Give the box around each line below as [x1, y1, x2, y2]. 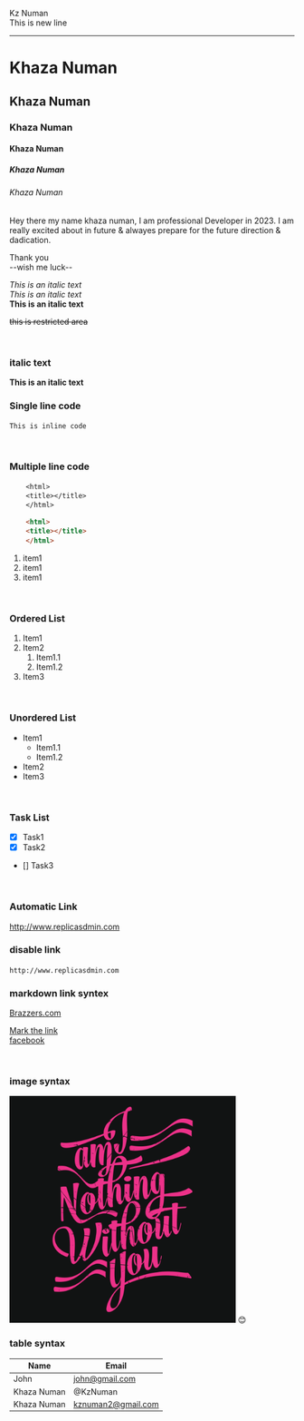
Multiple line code [9, 460, 90, 473]
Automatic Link [9, 900, 78, 913]
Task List [9, 811, 50, 824]
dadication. [9, 234, 52, 245]
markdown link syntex [9, 986, 109, 999]
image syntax [9, 1075, 71, 1088]
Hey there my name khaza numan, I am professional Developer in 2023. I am [9, 215, 294, 226]
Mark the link [9, 1025, 59, 1036]
